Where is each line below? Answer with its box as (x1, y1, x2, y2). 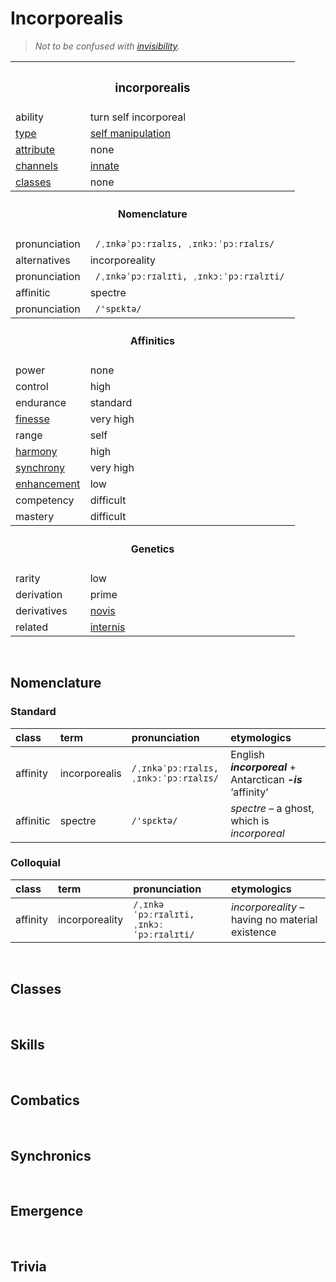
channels (15, 158, 59, 172)
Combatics (10, 1092, 80, 1109)
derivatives (15, 603, 68, 617)
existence (231, 925, 277, 939)
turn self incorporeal (89, 110, 187, 124)
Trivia (10, 1258, 47, 1276)
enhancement (15, 477, 81, 491)
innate (89, 158, 120, 172)
